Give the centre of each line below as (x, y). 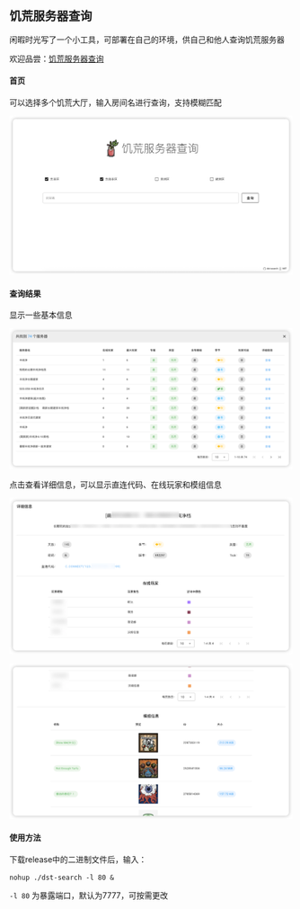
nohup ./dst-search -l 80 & (62, 878)
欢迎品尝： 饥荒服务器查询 (57, 58)
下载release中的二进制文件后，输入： (78, 859)
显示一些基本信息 (41, 315)
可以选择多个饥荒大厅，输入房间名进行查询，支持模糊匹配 (115, 102)
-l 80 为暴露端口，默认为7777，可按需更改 (89, 895)
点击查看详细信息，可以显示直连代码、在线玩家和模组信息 (115, 485)
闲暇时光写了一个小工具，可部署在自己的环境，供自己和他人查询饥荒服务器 (147, 40)
